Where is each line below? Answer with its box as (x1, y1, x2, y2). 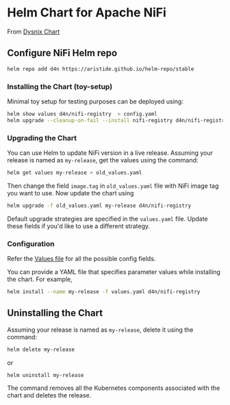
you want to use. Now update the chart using (7, 188, 134, 197)
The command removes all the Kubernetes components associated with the (7, 384, 220, 392)
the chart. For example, (7, 275, 73, 284)
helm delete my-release (7, 346, 75, 353)
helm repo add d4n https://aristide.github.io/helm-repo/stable (7, 65, 194, 73)
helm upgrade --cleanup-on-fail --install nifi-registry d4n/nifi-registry (7, 116, 228, 124)
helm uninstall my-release (7, 371, 84, 378)
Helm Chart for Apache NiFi (7, 5, 166, 21)
